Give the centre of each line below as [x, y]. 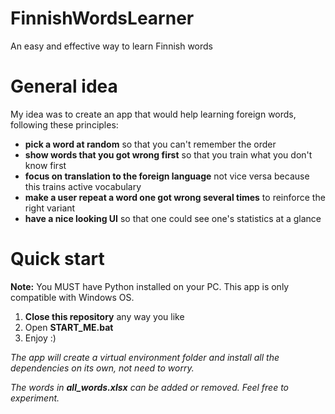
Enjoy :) [40, 338]
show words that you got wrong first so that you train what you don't [168, 154]
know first [45, 165]
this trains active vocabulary [83, 186]
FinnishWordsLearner [102, 18]
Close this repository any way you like [104, 316]
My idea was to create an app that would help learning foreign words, [153, 114]
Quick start [57, 259]
